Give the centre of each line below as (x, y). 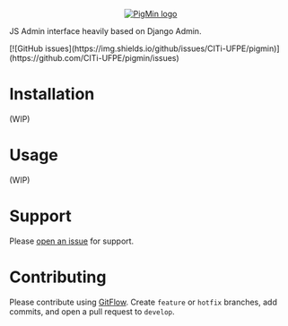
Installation (52, 94)
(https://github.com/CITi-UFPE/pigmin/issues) (94, 58)
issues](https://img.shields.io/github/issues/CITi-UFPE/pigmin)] (162, 48)
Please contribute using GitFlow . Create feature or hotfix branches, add (144, 302)
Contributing (58, 277)
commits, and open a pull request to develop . (92, 311)
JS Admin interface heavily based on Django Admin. (105, 31)
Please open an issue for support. (72, 241)
